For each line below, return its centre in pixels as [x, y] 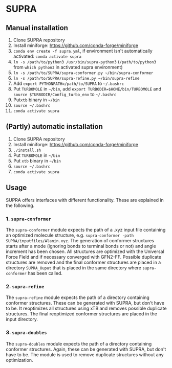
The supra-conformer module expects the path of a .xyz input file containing [86, 229]
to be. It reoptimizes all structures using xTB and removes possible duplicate [86, 308]
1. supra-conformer [29, 219]
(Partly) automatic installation [54, 126]
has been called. [45, 273]
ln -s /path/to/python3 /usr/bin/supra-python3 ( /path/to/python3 [85, 62]
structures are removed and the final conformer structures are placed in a [83, 262]
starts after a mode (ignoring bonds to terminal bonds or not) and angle [81, 246]
